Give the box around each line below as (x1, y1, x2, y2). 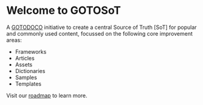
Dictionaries (15, 67, 46, 74)
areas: (6, 36, 22, 43)
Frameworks (15, 48, 47, 55)
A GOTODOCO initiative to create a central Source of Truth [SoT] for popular (6, 24, 197, 31)
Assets (15, 61, 33, 68)
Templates (15, 80, 41, 87)
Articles (15, 54, 35, 62)
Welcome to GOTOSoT (6, 4, 122, 17)
